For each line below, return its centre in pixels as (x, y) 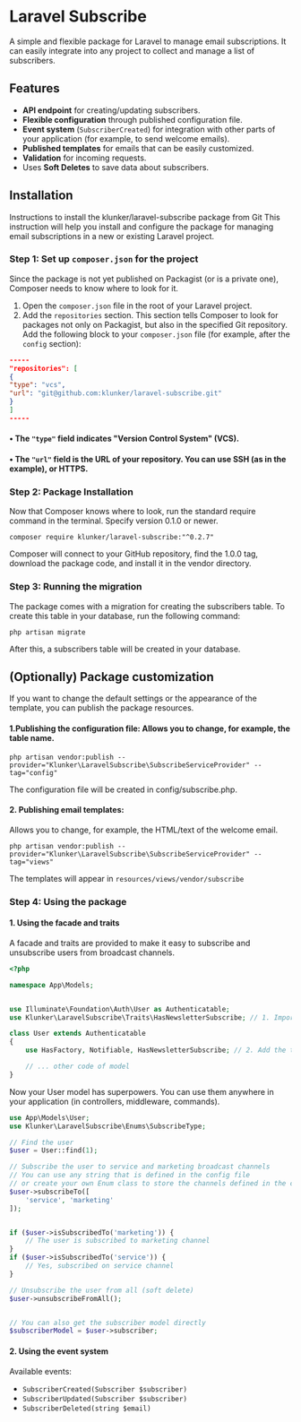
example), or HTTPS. (49, 469)
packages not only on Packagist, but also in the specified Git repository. (155, 324)
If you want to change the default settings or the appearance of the (133, 698)
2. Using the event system (59, 1351)
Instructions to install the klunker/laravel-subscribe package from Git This (145, 217)
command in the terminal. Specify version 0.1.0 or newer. (114, 521)
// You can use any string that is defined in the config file (130, 1176)
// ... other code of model (77, 1067)
